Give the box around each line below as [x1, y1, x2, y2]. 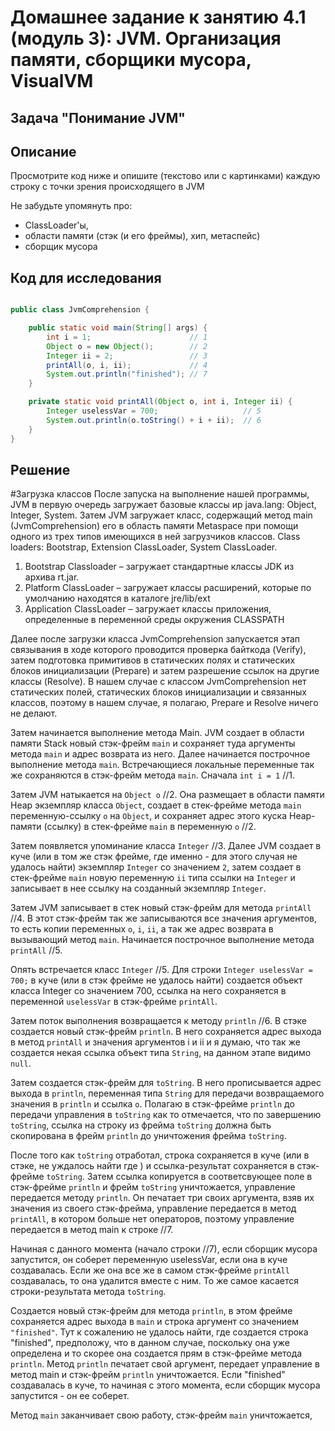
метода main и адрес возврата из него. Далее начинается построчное [10, 748, 311, 760]
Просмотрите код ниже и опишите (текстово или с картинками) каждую [10, 170, 321, 182]
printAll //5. [10, 944, 63, 956]
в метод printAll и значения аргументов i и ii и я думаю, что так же [10, 1036, 301, 1048]
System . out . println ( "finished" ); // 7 [46, 369, 208, 380]
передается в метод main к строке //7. [10, 1224, 174, 1236]
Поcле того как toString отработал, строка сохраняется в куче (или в [10, 1149, 310, 1161]
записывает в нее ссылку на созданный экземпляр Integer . [10, 882, 267, 895]
